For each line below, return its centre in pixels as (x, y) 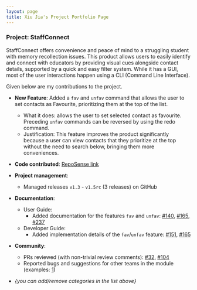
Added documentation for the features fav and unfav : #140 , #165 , (111, 216)
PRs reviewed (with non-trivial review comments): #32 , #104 (96, 257)
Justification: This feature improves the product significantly (96, 134)
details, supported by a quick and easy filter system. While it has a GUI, (92, 69)
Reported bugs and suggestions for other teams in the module (98, 263)
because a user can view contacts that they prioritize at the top (100, 140)
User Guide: (38, 209)
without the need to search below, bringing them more (89, 146)
